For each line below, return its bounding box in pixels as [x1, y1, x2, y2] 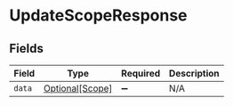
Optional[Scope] [43, 82, 113, 94]
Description [168, 68, 220, 79]
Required [121, 68, 161, 79]
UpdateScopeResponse [9, 5, 189, 26]
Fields [9, 41, 44, 56]
